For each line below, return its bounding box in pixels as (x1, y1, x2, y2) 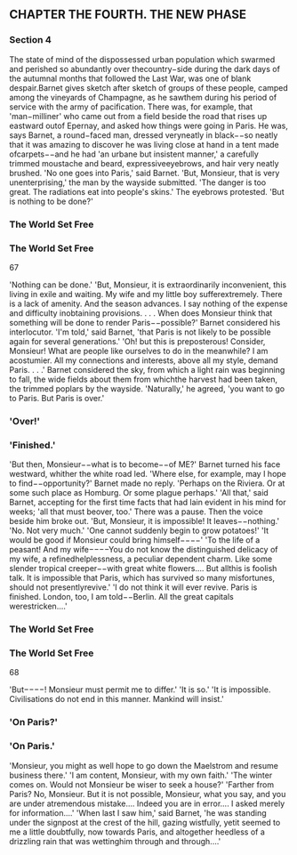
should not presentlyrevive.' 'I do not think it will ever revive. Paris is (9, 582, 258, 593)
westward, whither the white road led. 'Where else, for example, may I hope (9, 469, 287, 480)
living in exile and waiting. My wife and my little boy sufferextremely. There (9, 288, 283, 299)
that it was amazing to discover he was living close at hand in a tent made (9, 139, 279, 149)
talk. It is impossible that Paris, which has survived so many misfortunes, (9, 573, 276, 584)
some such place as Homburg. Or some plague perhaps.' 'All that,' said (9, 488, 269, 498)
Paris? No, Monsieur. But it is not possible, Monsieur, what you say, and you (9, 788, 286, 799)
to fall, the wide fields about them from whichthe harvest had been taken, (9, 374, 278, 384)
